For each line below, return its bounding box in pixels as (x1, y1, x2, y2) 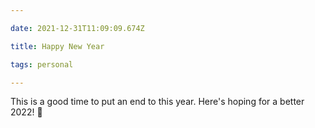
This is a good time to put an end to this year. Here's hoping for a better (10, 96, 305, 108)
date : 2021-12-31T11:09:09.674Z (10, 23, 145, 33)
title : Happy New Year (10, 41, 105, 51)
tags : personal (10, 59, 74, 70)
